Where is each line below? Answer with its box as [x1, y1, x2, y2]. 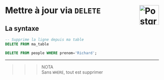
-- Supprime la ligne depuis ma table [5, 37, 84, 42]
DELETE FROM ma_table [5, 41, 49, 46]
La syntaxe [5, 24, 39, 33]
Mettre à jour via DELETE [5, 5, 101, 16]
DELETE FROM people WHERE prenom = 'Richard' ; [5, 50, 97, 56]
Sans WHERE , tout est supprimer [41, 69, 103, 75]
